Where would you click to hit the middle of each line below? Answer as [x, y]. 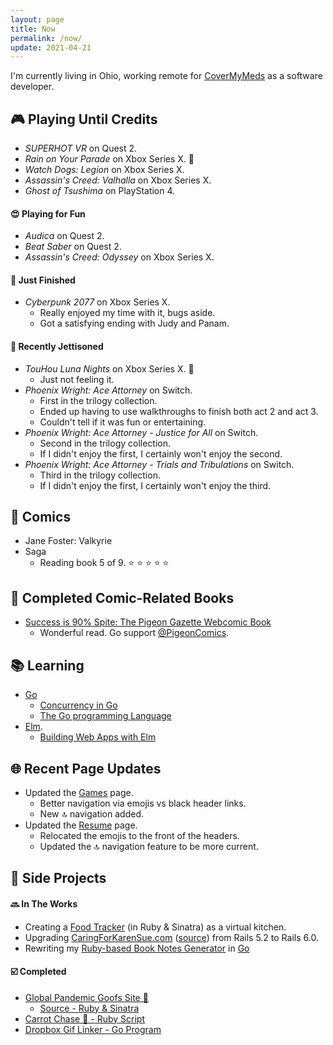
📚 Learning [47, 665]
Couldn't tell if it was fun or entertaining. [123, 422]
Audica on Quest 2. [64, 236]
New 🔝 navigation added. [91, 813]
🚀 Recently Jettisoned [57, 347]
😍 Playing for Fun [48, 213]
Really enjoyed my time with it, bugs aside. [127, 313]
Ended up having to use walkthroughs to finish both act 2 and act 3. [179, 411]
